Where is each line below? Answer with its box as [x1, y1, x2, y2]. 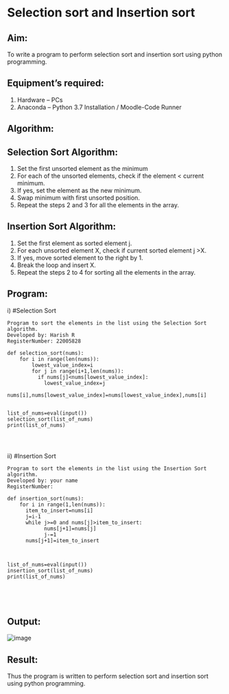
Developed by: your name [7, 477, 78, 484]
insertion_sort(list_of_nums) [7, 567, 94, 574]
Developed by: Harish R [7, 332, 75, 338]
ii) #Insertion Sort [7, 452, 56, 460]
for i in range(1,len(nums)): [19, 501, 106, 508]
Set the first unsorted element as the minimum [16, 165, 149, 173]
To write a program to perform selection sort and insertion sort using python [7, 50, 223, 58]
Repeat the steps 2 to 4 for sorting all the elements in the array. [16, 268, 196, 276]
